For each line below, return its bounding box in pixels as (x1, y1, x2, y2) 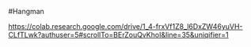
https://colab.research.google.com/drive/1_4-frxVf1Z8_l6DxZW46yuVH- (8, 22, 243, 31)
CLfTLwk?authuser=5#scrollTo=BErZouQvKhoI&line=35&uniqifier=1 (8, 31, 229, 39)
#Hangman (8, 7, 45, 16)
